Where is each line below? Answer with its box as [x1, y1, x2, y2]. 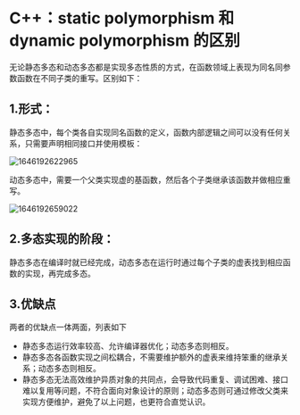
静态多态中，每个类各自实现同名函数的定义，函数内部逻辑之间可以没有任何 [9, 127, 283, 137]
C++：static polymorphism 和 [9, 8, 235, 29]
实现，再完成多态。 [24, 268, 96, 278]
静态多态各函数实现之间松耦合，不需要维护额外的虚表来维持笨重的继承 [21, 352, 281, 362]
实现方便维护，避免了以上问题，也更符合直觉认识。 [21, 396, 211, 407]
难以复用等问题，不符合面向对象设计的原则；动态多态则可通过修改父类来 [21, 386, 288, 396]
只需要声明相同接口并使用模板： [24, 137, 143, 148]
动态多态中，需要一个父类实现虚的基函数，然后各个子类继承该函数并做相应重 [9, 174, 291, 185]
